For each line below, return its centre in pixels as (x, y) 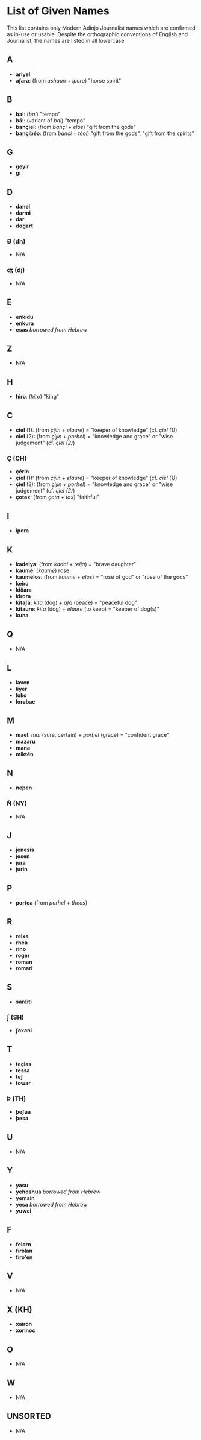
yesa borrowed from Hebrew (51, 1204)
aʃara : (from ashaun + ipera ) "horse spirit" (68, 80)
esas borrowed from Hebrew (51, 329)
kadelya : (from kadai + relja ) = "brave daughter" (76, 564)
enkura (25, 323)
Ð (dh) (16, 241)
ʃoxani (24, 1031)
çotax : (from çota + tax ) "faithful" (57, 497)
